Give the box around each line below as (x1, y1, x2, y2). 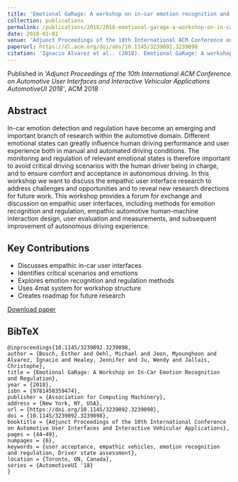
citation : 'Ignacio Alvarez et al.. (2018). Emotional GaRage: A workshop (7, 50, 233, 57)
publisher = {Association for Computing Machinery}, (7, 394, 166, 401)
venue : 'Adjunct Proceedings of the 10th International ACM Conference (7, 37, 223, 44)
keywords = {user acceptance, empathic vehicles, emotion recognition (7, 444, 220, 451)
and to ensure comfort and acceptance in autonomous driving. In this (7, 169, 210, 177)
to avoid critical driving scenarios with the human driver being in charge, (7, 161, 219, 170)
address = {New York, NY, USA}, (7, 400, 103, 408)
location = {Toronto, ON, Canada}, (7, 456, 113, 463)
